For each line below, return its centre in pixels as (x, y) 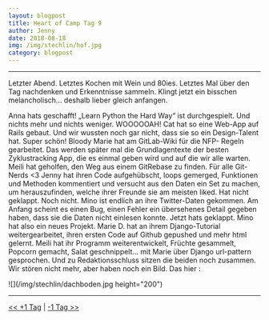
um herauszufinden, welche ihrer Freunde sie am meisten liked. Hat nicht (129, 192)
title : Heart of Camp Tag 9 (55, 23)
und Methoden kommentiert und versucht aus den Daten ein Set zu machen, (134, 184)
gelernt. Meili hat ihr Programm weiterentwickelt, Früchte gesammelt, (122, 243)
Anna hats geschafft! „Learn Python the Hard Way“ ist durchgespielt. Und (129, 116)
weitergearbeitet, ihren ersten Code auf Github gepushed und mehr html (128, 234)
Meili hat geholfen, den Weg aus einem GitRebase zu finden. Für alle (121, 166)
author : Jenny (32, 30)
